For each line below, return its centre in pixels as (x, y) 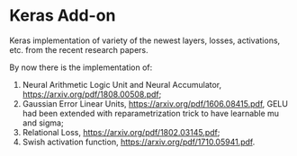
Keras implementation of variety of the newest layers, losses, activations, (145, 40)
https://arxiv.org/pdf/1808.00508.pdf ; (92, 94)
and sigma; (43, 123)
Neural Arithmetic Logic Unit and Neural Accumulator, (122, 84)
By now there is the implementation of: (81, 67)
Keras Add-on (63, 16)
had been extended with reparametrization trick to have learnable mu (151, 113)
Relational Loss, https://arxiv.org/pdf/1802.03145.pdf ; (121, 132)
